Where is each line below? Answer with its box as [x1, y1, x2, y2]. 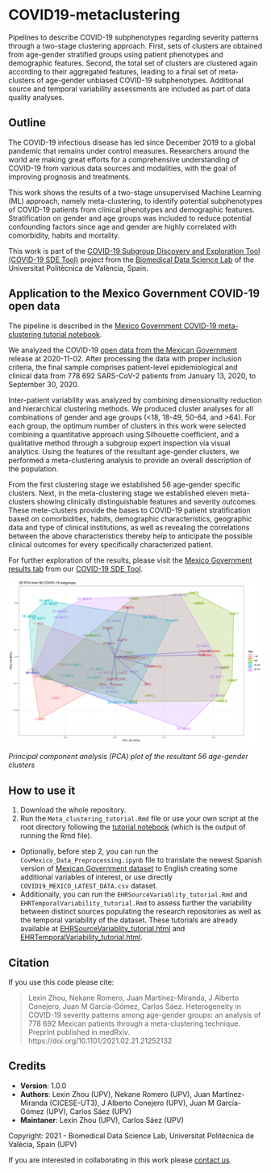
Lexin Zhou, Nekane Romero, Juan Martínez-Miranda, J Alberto [27, 993, 240, 1003]
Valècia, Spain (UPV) [8, 1139, 77, 1149]
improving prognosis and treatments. [8, 171, 131, 181]
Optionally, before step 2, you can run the [19, 846, 159, 856]
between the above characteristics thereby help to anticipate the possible [8, 531, 253, 541]
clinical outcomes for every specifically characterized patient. [8, 539, 214, 549]
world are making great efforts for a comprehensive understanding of [8, 154, 240, 164]
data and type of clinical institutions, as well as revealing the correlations [8, 522, 250, 532]
